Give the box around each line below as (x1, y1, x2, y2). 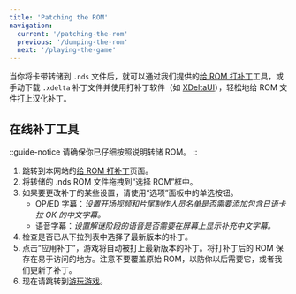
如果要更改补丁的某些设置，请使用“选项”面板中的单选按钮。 (21, 187, 239, 198)
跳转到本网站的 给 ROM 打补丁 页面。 (21, 165, 154, 176)
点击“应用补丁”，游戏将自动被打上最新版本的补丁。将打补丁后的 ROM (21, 242, 274, 253)
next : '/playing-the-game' (17, 46, 117, 55)
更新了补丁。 (29, 264, 77, 275)
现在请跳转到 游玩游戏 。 (21, 275, 108, 286)
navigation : (9, 21, 53, 30)
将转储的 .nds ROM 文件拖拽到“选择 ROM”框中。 (21, 176, 198, 186)
